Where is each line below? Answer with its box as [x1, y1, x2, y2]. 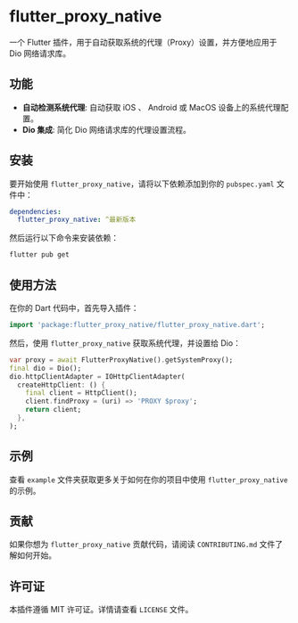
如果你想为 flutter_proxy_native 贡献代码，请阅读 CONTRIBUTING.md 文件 [9, 539, 276, 550]
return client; [25, 406, 82, 414]
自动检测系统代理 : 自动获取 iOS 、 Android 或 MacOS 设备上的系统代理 [21, 102, 281, 112]
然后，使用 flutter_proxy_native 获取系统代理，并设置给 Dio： [9, 337, 241, 348]
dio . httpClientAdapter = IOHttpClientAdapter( [9, 372, 186, 381]
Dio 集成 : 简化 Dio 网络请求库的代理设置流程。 [21, 124, 192, 135]
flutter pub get [9, 250, 70, 259]
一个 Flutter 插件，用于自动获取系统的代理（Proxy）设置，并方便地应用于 [9, 37, 277, 47]
